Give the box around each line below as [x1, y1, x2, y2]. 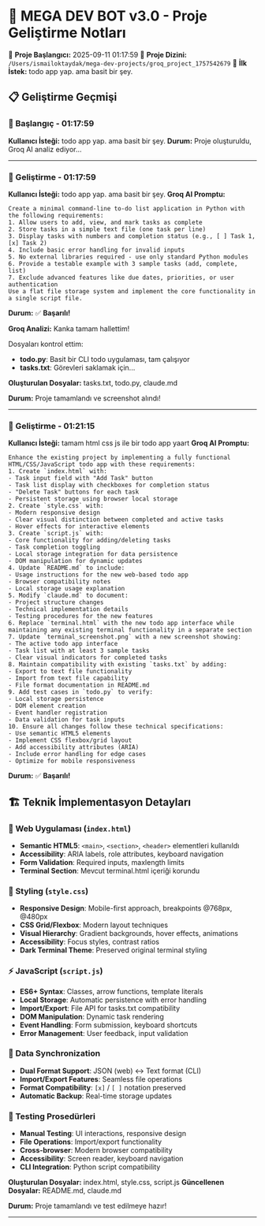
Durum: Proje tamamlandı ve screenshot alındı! [8, 393, 162, 403]
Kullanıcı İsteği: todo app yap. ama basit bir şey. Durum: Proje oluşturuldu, [8, 136, 252, 145]
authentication [8, 280, 58, 289]
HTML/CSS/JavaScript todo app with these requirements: [8, 460, 196, 468]
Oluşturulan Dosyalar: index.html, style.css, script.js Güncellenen [8, 1178, 225, 1187]
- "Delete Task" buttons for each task [8, 488, 140, 496]
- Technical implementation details [8, 606, 129, 613]
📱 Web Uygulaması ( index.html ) [8, 823, 132, 834]
